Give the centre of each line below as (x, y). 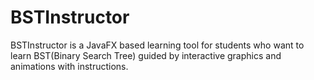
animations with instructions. (69, 66)
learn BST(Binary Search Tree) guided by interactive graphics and (146, 55)
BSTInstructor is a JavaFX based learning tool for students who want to (157, 45)
